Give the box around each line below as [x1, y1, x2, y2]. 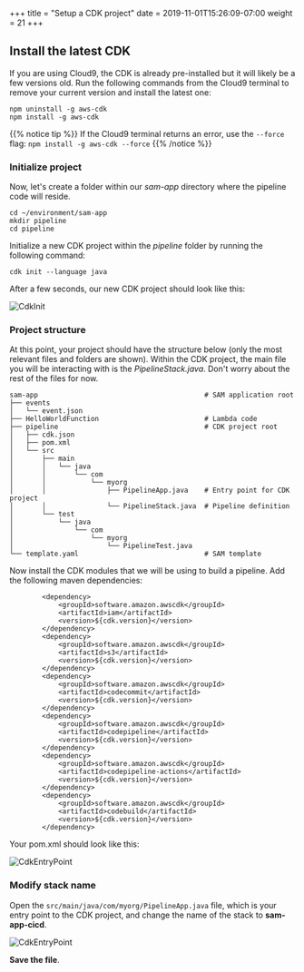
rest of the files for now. [9, 373, 99, 384]
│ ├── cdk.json [9, 430, 75, 439]
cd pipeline [9, 224, 54, 234]
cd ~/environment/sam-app [9, 209, 107, 218]
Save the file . [9, 954, 61, 965]
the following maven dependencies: [9, 575, 143, 586]
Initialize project [9, 161, 83, 173]
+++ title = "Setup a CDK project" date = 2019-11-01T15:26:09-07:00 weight [9, 8, 293, 18]
